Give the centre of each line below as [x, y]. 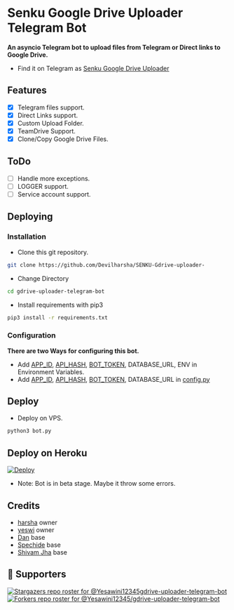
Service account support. [54, 194]
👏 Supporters [37, 575]
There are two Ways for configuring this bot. [73, 351]
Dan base [31, 537]
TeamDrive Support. [46, 131]
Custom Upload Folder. [50, 123]
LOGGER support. [43, 186]
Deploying [30, 217]
